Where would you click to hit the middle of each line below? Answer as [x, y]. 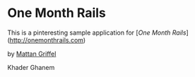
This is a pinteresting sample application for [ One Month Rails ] [98, 32]
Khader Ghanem [31, 67]
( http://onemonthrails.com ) [47, 40]
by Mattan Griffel [32, 54]
